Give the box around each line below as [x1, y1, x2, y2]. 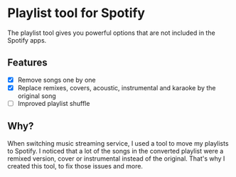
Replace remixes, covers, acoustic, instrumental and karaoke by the [17, 83, 216, 92]
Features [7, 57, 48, 69]
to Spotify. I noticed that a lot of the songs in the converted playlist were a [7, 146, 224, 155]
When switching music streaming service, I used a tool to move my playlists [7, 139, 229, 147]
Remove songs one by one [17, 75, 96, 84]
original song [17, 91, 57, 100]
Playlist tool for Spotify [7, 5, 146, 21]
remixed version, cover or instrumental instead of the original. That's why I [7, 154, 225, 163]
